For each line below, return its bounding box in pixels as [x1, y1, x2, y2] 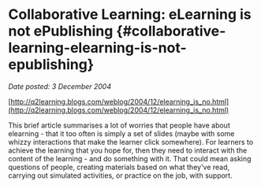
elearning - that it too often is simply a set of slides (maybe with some [8, 128, 235, 138]
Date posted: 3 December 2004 [8, 81, 112, 91]
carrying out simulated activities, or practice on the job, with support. [8, 171, 233, 180]
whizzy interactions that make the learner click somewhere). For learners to [8, 137, 254, 146]
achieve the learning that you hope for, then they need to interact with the [8, 146, 248, 155]
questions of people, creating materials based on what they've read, [8, 162, 230, 171]
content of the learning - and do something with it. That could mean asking [8, 153, 252, 163]
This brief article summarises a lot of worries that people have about [8, 120, 230, 130]
